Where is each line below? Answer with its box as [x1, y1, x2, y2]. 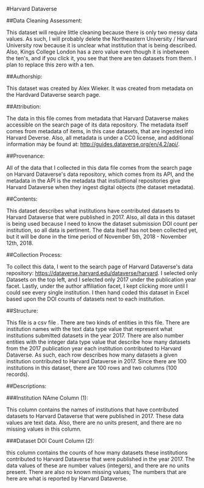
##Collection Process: [6, 251, 62, 258]
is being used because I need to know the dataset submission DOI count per [6, 220, 198, 227]
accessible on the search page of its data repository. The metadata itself [6, 121, 189, 128]
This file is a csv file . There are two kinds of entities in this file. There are [6, 319, 190, 326]
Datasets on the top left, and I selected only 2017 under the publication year [6, 276, 197, 283]
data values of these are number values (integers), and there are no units [6, 462, 190, 469]
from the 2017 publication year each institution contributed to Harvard [6, 345, 181, 352]
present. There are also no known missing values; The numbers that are [6, 469, 187, 475]
